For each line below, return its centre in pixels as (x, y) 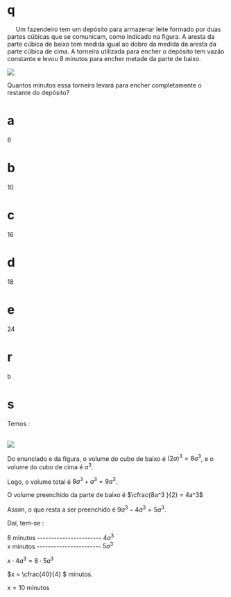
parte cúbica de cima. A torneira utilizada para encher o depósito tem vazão (116, 51)
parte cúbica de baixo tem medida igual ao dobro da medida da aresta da (112, 44)
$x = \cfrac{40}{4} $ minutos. (50, 574)
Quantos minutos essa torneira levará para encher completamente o (105, 85)
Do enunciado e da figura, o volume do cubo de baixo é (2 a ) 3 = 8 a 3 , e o (110, 458)
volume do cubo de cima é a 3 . (50, 466)
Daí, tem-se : (26, 523)
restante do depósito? (38, 92)
